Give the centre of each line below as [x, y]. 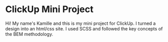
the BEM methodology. [29, 34]
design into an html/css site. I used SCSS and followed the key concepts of [84, 28]
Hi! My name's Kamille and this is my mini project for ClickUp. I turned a [80, 23]
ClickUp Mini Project [49, 9]
